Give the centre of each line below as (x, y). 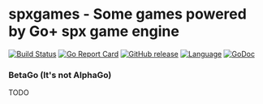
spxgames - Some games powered (128, 14)
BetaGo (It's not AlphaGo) (60, 75)
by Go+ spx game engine (94, 31)
